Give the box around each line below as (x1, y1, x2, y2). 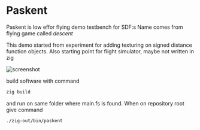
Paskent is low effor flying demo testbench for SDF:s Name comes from (6, 23, 184, 31)
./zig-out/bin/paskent (6, 117, 63, 123)
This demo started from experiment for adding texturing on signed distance (6, 41, 193, 49)
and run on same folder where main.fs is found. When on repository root (6, 99, 184, 107)
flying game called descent (6, 29, 73, 37)
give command (6, 106, 43, 113)
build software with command (6, 77, 80, 84)
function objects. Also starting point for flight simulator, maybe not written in (6, 47, 195, 55)
